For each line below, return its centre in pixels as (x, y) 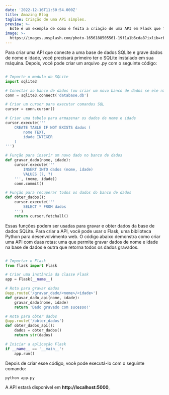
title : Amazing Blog (27, 15)
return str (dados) (33, 335)
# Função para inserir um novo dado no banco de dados (64, 155)
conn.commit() (29, 184)
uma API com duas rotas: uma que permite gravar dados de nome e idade (82, 242)
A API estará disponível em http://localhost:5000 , (58, 387)
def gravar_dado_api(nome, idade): (43, 298)
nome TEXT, (35, 132)
